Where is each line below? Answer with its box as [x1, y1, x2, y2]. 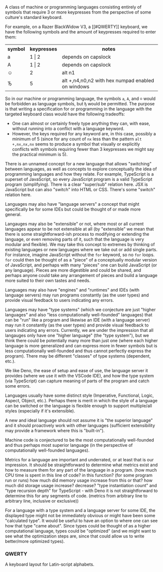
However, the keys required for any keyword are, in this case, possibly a [12, 131, 156, 136]
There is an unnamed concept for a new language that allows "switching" [5, 161, 152, 166]
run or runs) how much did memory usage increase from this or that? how [5, 477, 153, 483]
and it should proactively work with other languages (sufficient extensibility [5, 423, 155, 428]
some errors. [5, 383, 31, 389]
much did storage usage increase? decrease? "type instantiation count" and [5, 483, 157, 488]
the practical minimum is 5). [12, 151, 68, 157]
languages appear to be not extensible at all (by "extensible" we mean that [5, 226, 154, 232]
